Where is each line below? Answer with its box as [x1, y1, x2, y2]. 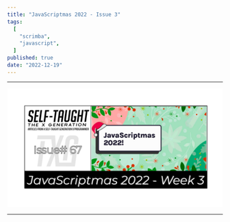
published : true [7, 55, 53, 62]
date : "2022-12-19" [7, 62, 63, 69]
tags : [7, 18, 23, 25]
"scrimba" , [19, 33, 51, 40]
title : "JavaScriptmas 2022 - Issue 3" [7, 11, 121, 18]
